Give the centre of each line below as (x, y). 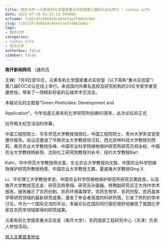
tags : (11, 28)
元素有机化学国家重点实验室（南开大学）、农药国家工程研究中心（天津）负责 (82, 220)
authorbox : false (23, 50)
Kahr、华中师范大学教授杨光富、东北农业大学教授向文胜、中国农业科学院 (79, 163)
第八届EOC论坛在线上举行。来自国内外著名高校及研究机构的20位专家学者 (79, 86)
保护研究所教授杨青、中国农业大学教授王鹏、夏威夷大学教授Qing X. (77, 169)
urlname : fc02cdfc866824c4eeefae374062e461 (50, 19)
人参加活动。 (18, 226)
